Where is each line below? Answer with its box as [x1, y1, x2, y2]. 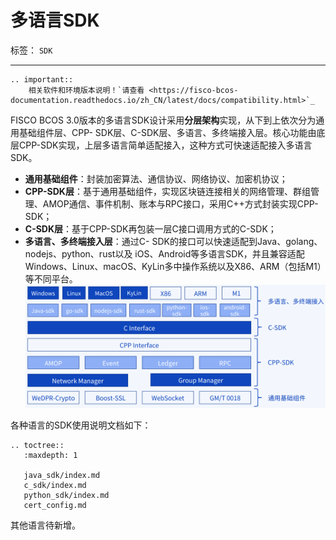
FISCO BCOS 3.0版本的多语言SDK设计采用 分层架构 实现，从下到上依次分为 [10, 114, 317, 126]
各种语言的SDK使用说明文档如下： [10, 419, 152, 431]
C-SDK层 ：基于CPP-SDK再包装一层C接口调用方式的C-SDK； [24, 222, 277, 235]
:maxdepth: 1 [23, 450, 78, 460]
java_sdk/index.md [23, 470, 101, 480]
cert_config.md [23, 500, 87, 510]
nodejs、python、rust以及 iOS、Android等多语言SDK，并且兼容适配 [24, 247, 305, 260]
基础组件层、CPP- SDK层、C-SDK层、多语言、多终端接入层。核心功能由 [18, 126, 317, 138]
